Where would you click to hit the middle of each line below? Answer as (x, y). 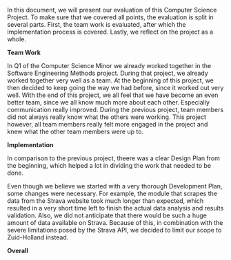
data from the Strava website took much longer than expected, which (106, 201)
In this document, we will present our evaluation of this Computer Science (112, 10)
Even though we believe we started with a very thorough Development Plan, (115, 186)
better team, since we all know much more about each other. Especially (109, 102)
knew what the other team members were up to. (75, 131)
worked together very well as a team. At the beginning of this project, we (110, 80)
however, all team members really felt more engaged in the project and (108, 124)
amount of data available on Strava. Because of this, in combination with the (115, 223)
